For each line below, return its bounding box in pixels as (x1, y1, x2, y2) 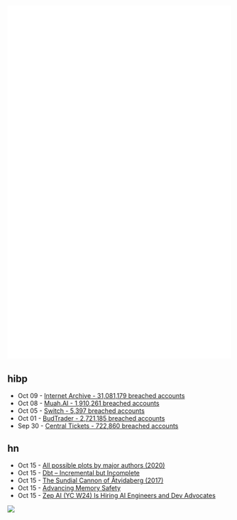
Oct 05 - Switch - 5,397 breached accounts (17, 406, 145, 415)
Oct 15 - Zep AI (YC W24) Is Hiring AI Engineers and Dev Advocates (17, 492, 216, 500)
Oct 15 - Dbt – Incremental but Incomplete (17, 469, 140, 477)
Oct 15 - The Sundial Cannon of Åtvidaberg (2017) (17, 476, 164, 485)
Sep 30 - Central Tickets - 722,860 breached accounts (17, 421, 179, 431)
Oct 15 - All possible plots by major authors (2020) (17, 461, 165, 470)
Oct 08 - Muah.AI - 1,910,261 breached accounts (17, 399, 160, 408)
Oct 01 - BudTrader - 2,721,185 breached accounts (17, 414, 165, 423)
